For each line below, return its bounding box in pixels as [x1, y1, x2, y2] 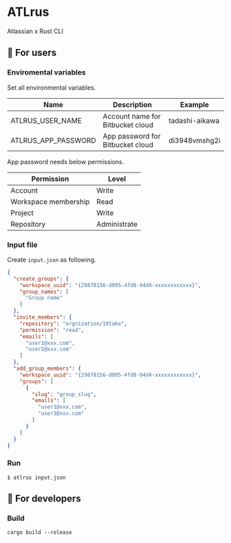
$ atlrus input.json [7, 474, 67, 481]
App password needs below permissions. [7, 157, 124, 166]
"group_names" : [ [19, 288, 69, 295]
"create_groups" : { [13, 275, 69, 282]
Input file [7, 239, 38, 249]
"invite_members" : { [13, 314, 72, 321]
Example [179, 99, 210, 109]
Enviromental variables [7, 68, 86, 77]
